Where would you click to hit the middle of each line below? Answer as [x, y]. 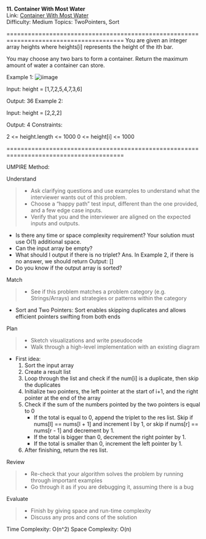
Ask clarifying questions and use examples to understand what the [115, 191]
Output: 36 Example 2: [35, 101]
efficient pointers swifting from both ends [68, 316]
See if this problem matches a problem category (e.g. [98, 292]
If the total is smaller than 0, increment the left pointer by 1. [108, 444]
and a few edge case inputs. [66, 210]
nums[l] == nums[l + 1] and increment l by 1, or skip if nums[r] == [116, 424]
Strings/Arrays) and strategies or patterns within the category [109, 298]
